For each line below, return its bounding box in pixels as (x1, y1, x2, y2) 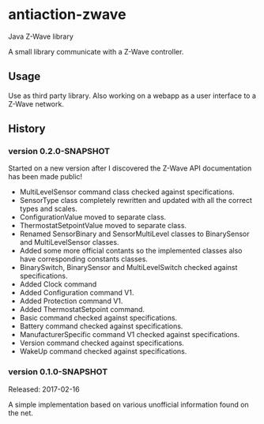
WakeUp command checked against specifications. (19, 347, 187, 356)
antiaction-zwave (8, 6, 126, 24)
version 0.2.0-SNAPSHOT (8, 146, 111, 157)
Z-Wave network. (8, 99, 65, 108)
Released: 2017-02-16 (8, 385, 81, 394)
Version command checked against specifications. (19, 338, 184, 348)
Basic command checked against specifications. (19, 313, 178, 323)
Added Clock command (19, 280, 97, 289)
